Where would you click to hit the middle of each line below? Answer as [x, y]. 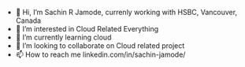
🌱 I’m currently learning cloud [63, 37]
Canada [28, 20]
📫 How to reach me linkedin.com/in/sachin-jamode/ [100, 54]
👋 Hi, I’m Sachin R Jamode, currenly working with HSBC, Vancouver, [126, 12]
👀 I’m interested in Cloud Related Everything [87, 29]
